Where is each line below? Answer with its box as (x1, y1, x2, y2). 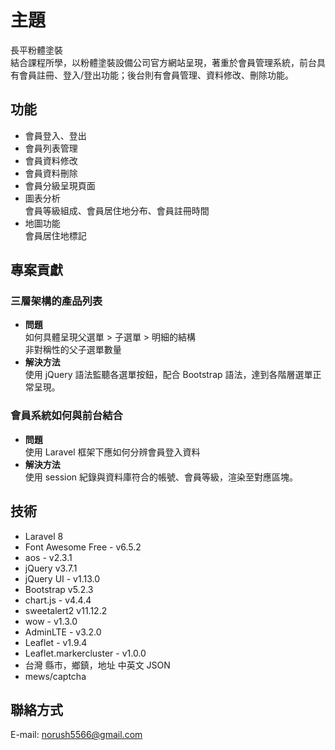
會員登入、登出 (24, 129, 87, 141)
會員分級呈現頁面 (24, 179, 96, 191)
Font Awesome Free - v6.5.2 (24, 541, 142, 553)
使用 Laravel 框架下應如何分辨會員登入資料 (24, 446, 201, 458)
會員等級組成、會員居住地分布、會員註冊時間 (24, 204, 210, 216)
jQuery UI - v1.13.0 (24, 572, 101, 585)
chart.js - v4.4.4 (24, 594, 92, 606)
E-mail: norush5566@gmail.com (10, 729, 143, 741)
